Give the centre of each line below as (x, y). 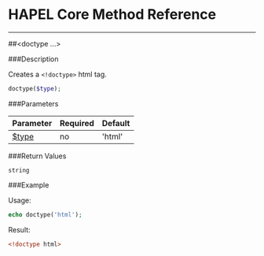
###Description (33, 59)
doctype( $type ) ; (35, 88)
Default (116, 123)
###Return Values (37, 156)
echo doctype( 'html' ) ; (45, 214)
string (19, 170)
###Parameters (33, 103)
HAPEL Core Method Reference (112, 15)
